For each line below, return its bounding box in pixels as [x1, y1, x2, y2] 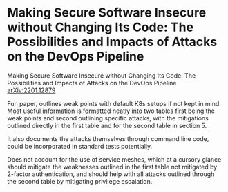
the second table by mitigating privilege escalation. [7, 177, 153, 185]
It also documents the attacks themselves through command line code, [7, 134, 209, 142]
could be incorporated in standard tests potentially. [7, 142, 153, 150]
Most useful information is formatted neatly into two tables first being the [7, 107, 216, 115]
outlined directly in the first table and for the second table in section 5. [7, 121, 207, 129]
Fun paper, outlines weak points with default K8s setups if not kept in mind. [7, 99, 221, 107]
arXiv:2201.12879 [7, 86, 56, 94]
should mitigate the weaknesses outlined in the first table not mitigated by [7, 162, 218, 171]
